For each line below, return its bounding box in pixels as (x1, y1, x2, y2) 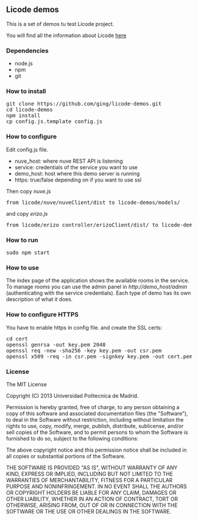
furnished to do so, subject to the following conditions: (6, 435, 138, 442)
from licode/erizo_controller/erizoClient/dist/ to (6, 221, 159, 228)
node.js (14, 60, 34, 67)
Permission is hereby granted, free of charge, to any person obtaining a (6, 403, 180, 410)
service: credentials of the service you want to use (14, 163, 138, 170)
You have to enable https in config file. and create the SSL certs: (6, 324, 163, 331)
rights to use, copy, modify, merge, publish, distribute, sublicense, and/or (6, 422, 184, 429)
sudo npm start (6, 249, 50, 256)
